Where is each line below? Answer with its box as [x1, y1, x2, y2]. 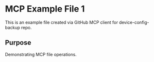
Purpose [5, 39, 32, 47]
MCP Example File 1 [5, 3, 85, 15]
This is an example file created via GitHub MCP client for [5, 19, 118, 25]
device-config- [119, 19, 149, 25]
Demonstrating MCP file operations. [5, 51, 77, 57]
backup [5, 24, 20, 30]
